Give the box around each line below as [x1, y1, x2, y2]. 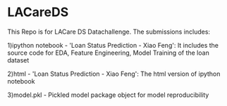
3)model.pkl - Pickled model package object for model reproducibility [7, 91, 209, 99]
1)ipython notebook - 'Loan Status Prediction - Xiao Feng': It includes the [7, 41, 219, 49]
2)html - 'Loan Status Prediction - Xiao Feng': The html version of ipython [7, 69, 221, 78]
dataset [7, 55, 30, 64]
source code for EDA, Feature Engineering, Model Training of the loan [7, 48, 209, 57]
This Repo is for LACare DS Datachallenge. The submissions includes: [7, 27, 210, 36]
